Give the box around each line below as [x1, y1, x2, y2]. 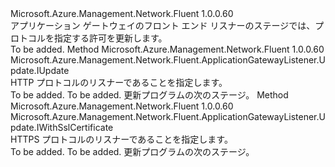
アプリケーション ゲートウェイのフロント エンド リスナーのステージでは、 [10, 20, 316, 31]
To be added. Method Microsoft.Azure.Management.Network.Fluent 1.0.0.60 [10, 43, 325, 55]
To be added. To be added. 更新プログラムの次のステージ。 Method [10, 89, 289, 101]
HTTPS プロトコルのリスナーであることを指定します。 [10, 133, 233, 145]
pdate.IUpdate [10, 65, 70, 76]
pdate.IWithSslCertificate [10, 122, 114, 133]
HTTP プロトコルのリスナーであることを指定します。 [10, 77, 228, 88]
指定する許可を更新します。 [53, 32, 168, 44]
